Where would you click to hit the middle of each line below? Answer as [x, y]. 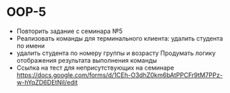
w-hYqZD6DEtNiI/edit [47, 82]
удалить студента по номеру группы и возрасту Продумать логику [116, 53]
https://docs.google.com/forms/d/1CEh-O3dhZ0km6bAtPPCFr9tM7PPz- [120, 75]
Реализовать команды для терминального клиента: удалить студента [120, 38]
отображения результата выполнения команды [87, 60]
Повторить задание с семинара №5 [69, 31]
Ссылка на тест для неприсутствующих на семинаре [95, 68]
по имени [31, 45]
